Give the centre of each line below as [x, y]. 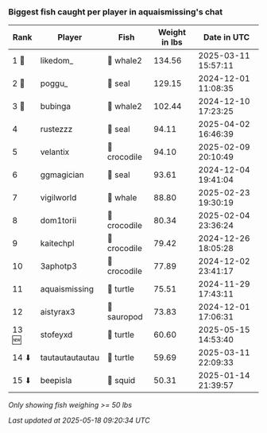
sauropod [125, 317]
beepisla [56, 381]
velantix [55, 152]
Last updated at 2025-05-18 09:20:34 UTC [79, 420]
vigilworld [58, 198]
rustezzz [56, 130]
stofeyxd [56, 334]
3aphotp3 [59, 266]
